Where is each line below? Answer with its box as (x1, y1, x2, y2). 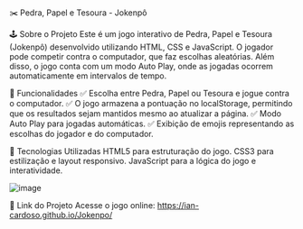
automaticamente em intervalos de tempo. (9, 70, 167, 81)
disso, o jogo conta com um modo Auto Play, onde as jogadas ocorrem (9, 61, 274, 71)
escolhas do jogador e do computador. (9, 129, 154, 139)
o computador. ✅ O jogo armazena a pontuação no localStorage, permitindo (9, 98, 293, 108)
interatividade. (9, 165, 63, 176)
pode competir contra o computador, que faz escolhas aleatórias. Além (9, 51, 275, 61)
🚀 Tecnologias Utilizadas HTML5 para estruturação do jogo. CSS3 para (9, 146, 274, 156)
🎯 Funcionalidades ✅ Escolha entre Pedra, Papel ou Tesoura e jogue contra (9, 88, 289, 98)
